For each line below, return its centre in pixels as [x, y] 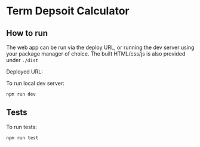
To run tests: [21, 127]
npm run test [22, 138]
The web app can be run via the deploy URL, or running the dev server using [100, 47]
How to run [27, 33]
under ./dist [22, 60]
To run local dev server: [35, 83]
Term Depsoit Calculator [68, 11]
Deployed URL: [24, 72]
